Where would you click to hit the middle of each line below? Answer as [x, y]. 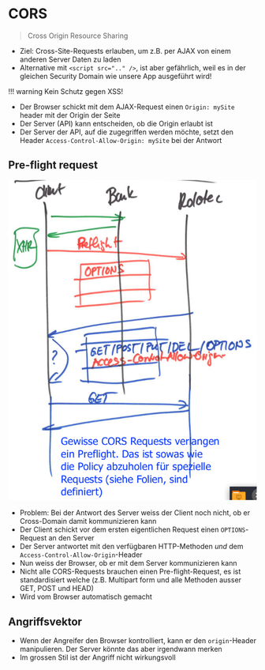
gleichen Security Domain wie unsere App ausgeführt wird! [116, 76]
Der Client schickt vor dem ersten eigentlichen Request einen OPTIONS [132, 529]
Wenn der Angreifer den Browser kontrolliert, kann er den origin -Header [138, 641]
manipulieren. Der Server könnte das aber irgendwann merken [121, 649]
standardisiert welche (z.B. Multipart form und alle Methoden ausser [131, 580]
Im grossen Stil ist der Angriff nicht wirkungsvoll [97, 657]
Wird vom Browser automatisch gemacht [86, 597]
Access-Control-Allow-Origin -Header [81, 555]
